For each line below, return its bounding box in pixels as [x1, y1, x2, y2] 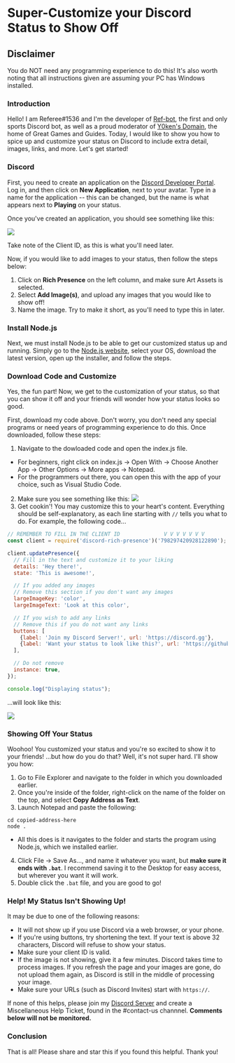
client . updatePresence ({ [7, 550, 80, 557]
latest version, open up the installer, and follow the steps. [7, 353, 172, 362]
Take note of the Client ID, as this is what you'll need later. [7, 241, 174, 249]
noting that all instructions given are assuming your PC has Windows [7, 74, 205, 82]
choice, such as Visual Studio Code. [17, 480, 122, 489]
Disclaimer [7, 48, 55, 60]
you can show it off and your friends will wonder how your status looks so [7, 395, 220, 403]
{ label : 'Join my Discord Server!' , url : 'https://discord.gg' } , [20, 634, 215, 641]
